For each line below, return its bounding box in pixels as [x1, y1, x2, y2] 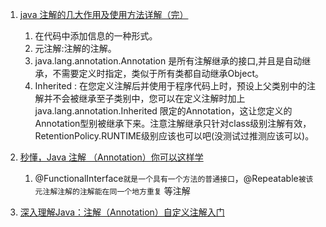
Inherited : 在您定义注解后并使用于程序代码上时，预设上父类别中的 [34, 80, 307, 92]
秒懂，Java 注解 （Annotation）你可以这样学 [19, 151, 204, 163]
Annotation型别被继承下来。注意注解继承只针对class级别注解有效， [34, 118, 312, 129]
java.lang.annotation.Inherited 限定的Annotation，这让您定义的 [34, 105, 293, 117]
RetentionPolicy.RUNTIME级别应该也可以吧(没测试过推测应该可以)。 [34, 130, 315, 142]
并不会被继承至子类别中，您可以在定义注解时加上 [43, 93, 246, 104]
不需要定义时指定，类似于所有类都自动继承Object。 [52, 68, 265, 79]
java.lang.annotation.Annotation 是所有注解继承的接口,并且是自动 [34, 55, 303, 67]
